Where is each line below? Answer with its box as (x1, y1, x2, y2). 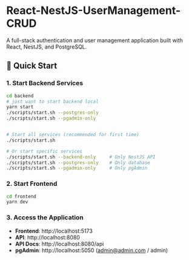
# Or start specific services (6, 148, 83, 154)
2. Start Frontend (6, 180, 58, 188)
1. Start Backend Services (6, 79, 84, 87)
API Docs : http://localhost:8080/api (15, 240, 104, 247)
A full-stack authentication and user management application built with (6, 36, 184, 44)
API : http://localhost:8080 (15, 233, 81, 241)
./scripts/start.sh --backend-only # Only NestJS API (6, 154, 156, 160)
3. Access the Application (6, 213, 84, 222)
